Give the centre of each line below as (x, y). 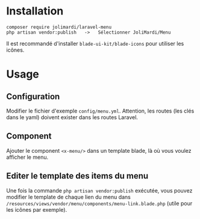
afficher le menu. (27, 157)
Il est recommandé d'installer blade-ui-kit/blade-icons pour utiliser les (95, 43)
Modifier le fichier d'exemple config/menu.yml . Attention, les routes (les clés (100, 111)
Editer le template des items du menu (77, 176)
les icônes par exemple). (37, 209)
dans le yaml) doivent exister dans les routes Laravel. (72, 117)
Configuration (33, 97)
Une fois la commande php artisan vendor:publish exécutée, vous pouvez (99, 190)
